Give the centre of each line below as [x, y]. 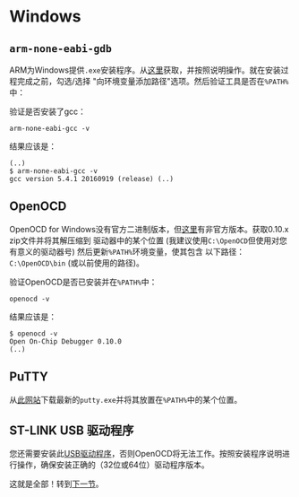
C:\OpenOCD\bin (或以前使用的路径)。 [77, 263]
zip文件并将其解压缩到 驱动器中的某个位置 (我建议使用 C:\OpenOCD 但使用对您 [149, 240]
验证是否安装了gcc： [48, 111]
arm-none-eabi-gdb [60, 48]
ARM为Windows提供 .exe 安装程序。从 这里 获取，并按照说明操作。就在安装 [145, 70]
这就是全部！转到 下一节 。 [56, 484]
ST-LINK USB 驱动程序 [72, 431]
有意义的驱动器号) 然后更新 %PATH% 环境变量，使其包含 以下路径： [127, 251]
